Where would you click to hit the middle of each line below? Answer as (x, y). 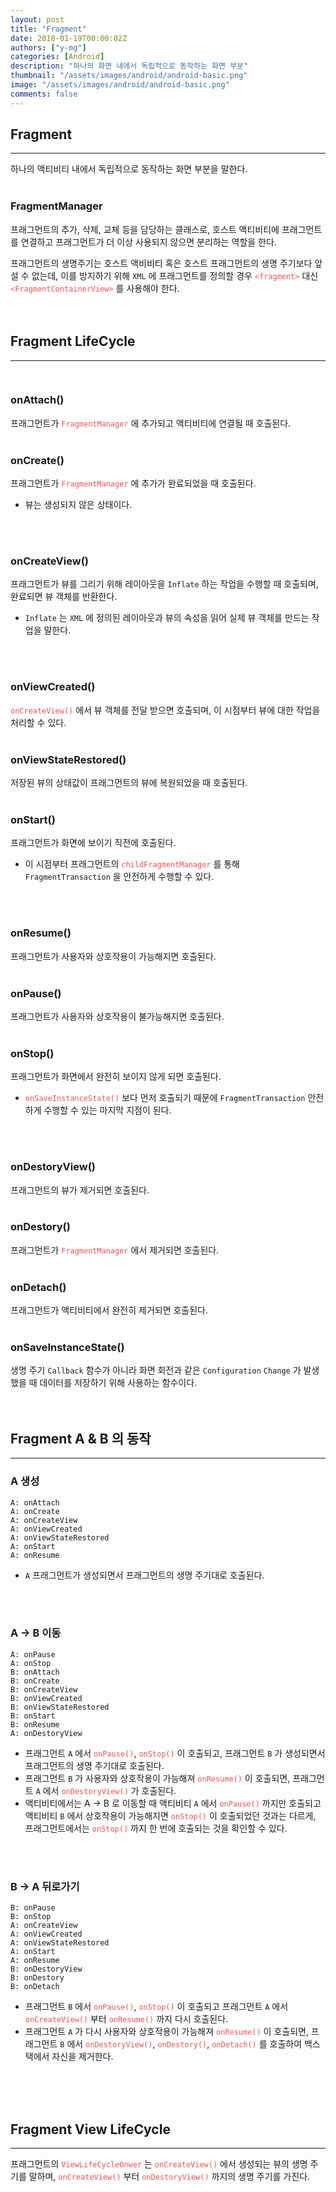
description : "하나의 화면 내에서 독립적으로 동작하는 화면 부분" (129, 66)
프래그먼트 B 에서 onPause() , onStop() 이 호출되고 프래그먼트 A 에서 (156, 2007)
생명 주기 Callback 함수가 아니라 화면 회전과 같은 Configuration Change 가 (156, 1370)
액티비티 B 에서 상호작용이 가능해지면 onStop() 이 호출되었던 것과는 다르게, (170, 1815)
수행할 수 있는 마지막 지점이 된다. (107, 1110)
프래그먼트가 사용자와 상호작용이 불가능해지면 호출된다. (117, 1016)
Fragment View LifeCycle (90, 2129)
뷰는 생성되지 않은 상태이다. (78, 505)
